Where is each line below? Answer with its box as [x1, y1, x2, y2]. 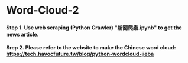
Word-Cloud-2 [6, 4, 79, 17]
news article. [6, 31, 39, 38]
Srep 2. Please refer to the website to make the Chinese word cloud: [6, 44, 176, 51]
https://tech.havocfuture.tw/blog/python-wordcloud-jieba [6, 51, 154, 58]
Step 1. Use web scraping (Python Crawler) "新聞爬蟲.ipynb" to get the [6, 24, 182, 31]
